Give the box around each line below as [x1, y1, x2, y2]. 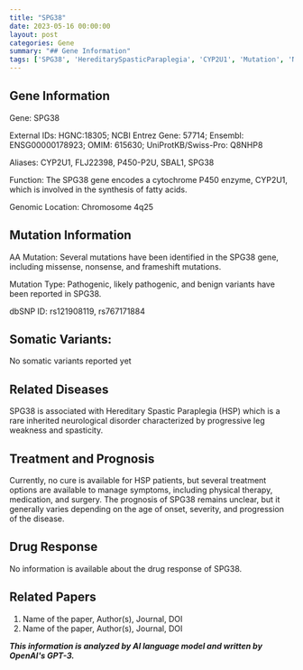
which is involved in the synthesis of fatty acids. [9, 184, 188, 195]
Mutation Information [9, 227, 133, 243]
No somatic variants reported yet [9, 355, 133, 366]
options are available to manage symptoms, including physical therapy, [9, 484, 273, 496]
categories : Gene [9, 38, 75, 48]
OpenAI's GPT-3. [9, 650, 75, 661]
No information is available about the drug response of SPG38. [9, 563, 243, 574]
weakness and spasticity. [9, 425, 104, 436]
